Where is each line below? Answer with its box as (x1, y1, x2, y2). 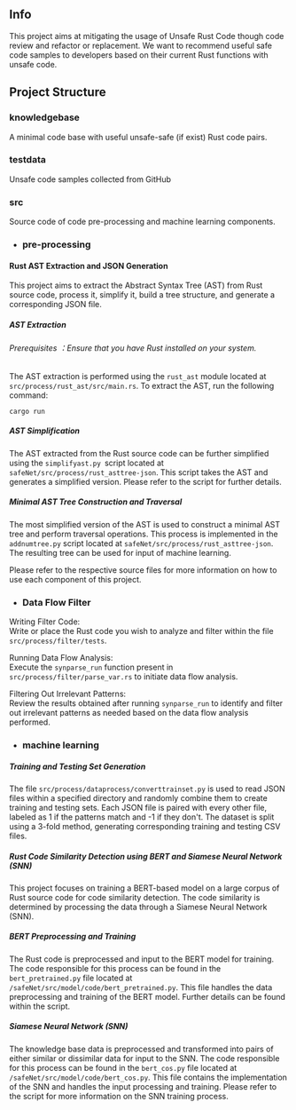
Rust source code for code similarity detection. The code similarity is (9, 892, 261, 902)
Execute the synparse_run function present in (9, 662, 174, 673)
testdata (9, 154, 46, 166)
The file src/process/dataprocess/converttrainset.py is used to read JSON (9, 783, 285, 794)
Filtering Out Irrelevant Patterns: (9, 688, 127, 700)
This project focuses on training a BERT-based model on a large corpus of (9, 883, 280, 893)
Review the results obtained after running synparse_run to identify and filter (9, 698, 284, 709)
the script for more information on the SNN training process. (9, 1090, 229, 1101)
